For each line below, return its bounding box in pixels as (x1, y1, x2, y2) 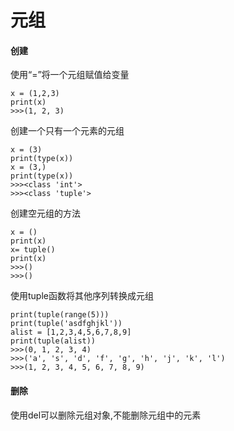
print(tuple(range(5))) (10, 310, 110, 320)
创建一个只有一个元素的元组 (10, 125, 125, 137)
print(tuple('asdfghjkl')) (10, 319, 123, 329)
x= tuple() (10, 245, 56, 255)
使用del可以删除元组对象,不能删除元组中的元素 (10, 409, 202, 421)
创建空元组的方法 (10, 207, 81, 220)
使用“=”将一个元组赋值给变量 (10, 69, 130, 81)
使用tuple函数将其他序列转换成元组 (10, 290, 154, 302)
